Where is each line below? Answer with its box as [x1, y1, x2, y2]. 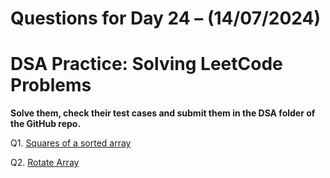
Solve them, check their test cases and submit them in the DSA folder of [10, 107, 316, 119]
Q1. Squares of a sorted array [10, 137, 132, 149]
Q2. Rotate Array [10, 157, 80, 169]
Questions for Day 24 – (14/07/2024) [10, 7, 322, 30]
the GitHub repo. [10, 118, 82, 130]
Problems [10, 74, 92, 97]
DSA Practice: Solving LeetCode [10, 53, 283, 76]
